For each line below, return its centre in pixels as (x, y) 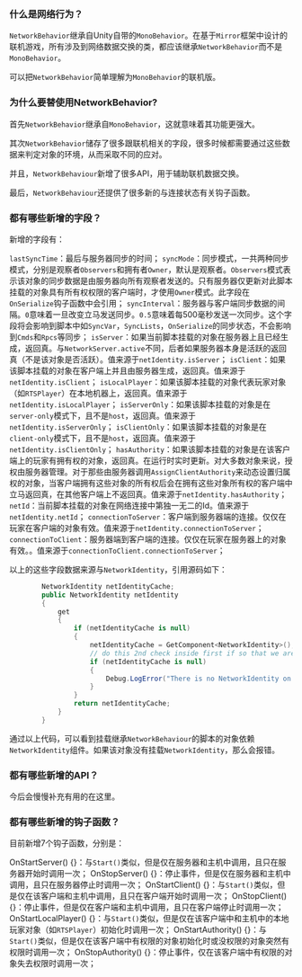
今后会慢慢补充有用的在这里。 (64, 796)
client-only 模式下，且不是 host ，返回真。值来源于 (102, 438)
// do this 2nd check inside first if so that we (184, 653)
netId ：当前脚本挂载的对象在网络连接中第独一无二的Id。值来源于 (129, 505)
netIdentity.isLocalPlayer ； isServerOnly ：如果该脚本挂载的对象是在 (140, 404)
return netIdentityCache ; (122, 704)
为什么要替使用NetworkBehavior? (84, 102)
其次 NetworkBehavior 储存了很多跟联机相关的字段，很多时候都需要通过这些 (146, 143)
